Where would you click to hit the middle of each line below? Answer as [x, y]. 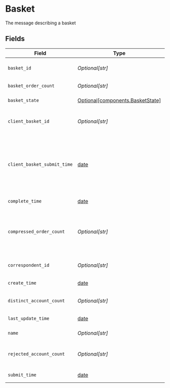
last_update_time [29, 318]
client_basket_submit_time [40, 164]
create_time [22, 283]
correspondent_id [29, 265]
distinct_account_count [36, 301]
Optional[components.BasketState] [119, 100]
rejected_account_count [36, 354]
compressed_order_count [36, 232]
